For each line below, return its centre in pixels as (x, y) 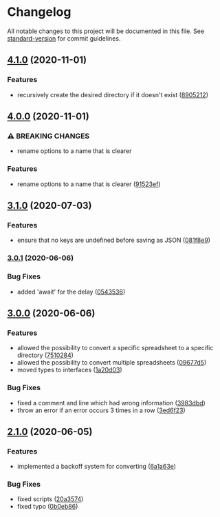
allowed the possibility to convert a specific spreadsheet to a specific (115, 348)
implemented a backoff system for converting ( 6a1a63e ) (97, 467)
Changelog (39, 12)
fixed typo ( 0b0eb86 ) (47, 507)
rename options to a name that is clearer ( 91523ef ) (89, 184)
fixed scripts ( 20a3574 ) (50, 499)
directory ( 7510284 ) (45, 355)
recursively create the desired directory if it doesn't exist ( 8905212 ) (112, 94)
